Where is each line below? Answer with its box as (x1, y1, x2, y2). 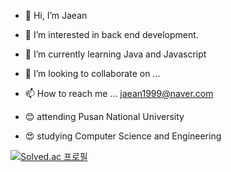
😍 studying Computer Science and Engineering (24, 130, 222, 142)
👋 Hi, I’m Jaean (24, 10, 88, 21)
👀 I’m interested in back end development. (24, 29, 199, 40)
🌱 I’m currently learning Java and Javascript (24, 48, 207, 60)
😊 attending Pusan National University (24, 111, 185, 122)
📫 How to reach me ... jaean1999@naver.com (24, 88, 214, 99)
